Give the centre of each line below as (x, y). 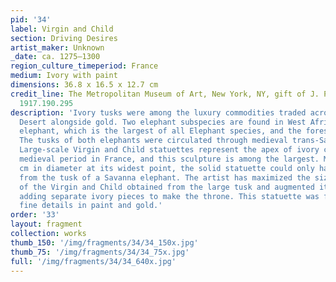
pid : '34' (31, 19)
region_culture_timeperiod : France (84, 66)
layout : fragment (46, 224)
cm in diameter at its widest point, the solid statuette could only (167, 168)
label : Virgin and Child (62, 29)
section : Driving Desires (64, 38)
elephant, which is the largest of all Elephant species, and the (160, 131)
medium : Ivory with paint (64, 76)
